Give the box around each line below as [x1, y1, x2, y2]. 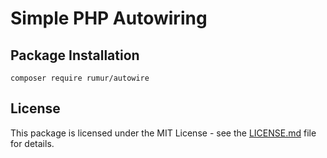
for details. [10, 137, 55, 149]
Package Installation [10, 47, 140, 64]
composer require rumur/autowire [10, 73, 150, 83]
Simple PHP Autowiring [10, 7, 208, 30]
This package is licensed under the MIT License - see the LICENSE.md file [10, 127, 317, 139]
